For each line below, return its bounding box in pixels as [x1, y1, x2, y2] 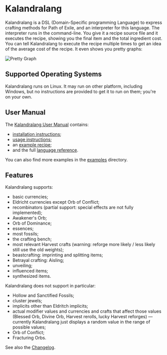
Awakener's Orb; [12, 215, 47, 221]
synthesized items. [12, 273, 51, 279]
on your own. [5, 94, 32, 100]
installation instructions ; [12, 131, 62, 137]
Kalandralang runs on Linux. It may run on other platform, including [5, 83, 143, 89]
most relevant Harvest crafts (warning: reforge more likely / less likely [12, 241, 156, 247]
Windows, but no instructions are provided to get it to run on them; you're [5, 88, 156, 95]
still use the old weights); [12, 247, 64, 253]
